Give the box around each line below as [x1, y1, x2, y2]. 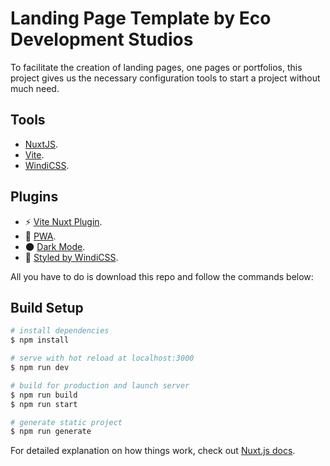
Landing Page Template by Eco [10, 7, 272, 30]
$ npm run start [10, 399, 78, 409]
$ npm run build [10, 390, 78, 400]
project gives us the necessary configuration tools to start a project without [10, 72, 321, 84]
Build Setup [10, 299, 84, 316]
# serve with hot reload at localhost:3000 [10, 353, 195, 364]
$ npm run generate [10, 427, 92, 437]
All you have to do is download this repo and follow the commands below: [10, 270, 314, 282]
